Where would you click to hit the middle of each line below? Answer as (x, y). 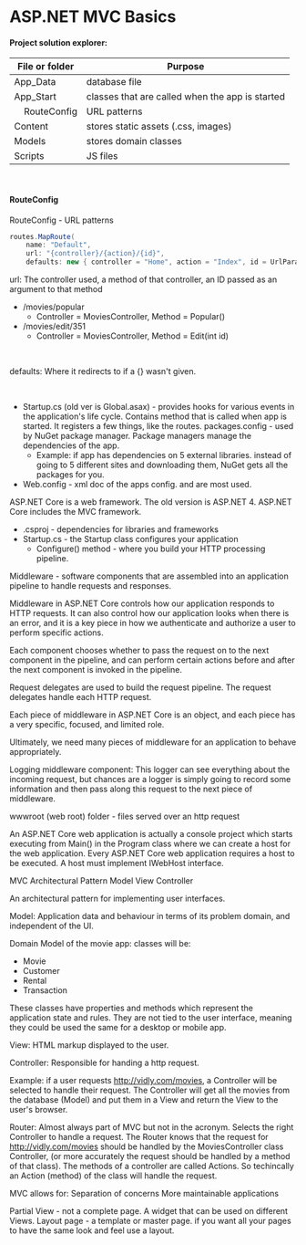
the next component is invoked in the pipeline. (96, 670)
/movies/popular (53, 307)
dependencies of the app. (71, 445)
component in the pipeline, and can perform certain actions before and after (152, 660)
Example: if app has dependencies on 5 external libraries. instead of (164, 455)
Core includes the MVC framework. (76, 512)
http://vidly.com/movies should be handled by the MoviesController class (147, 1146)
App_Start (35, 97)
